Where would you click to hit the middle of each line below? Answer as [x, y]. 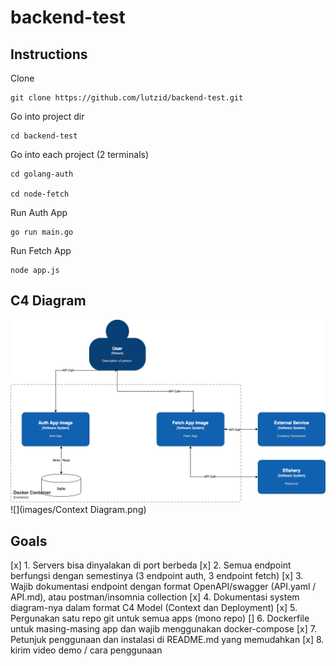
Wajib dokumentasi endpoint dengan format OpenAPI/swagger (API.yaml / [163, 586]
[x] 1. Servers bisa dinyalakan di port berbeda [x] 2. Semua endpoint [151, 565]
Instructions [49, 54]
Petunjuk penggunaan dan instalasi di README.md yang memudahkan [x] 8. [167, 639]
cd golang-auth [42, 174]
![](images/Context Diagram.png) [78, 510]
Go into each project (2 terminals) [80, 154]
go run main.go [42, 232]
